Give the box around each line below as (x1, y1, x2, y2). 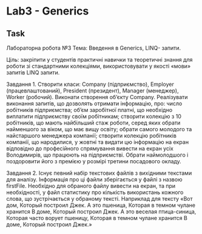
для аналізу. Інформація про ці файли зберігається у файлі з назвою (6, 176, 183, 183)
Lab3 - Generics (6, 4, 89, 18)
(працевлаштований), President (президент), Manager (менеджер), (6, 87, 179, 94)
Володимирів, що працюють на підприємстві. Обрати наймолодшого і (6, 151, 189, 158)
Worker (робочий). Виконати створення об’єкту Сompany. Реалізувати (6, 94, 188, 100)
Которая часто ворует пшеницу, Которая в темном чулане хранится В (6, 215, 188, 221)
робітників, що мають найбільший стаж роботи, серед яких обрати (6, 119, 181, 126)
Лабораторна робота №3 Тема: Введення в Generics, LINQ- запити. (6, 44, 181, 51)
